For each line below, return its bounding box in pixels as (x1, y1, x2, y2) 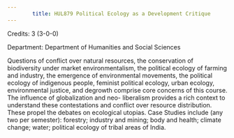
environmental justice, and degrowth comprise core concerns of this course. (7, 86, 228, 94)
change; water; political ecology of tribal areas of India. (7, 123, 166, 131)
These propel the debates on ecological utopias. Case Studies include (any (7, 108, 224, 116)
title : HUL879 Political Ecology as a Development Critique (32, 10, 211, 17)
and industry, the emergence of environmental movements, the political (7, 71, 213, 79)
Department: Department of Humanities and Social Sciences (7, 43, 181, 51)
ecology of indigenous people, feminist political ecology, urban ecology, (7, 78, 215, 87)
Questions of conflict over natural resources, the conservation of (7, 56, 193, 65)
